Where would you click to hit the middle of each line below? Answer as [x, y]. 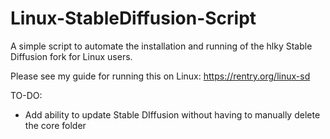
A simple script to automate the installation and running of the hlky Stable [161, 46]
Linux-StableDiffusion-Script [133, 18]
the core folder [55, 125]
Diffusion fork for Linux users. [71, 56]
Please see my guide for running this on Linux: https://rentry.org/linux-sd [160, 76]
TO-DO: [26, 95]
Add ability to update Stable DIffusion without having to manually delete [172, 114]
